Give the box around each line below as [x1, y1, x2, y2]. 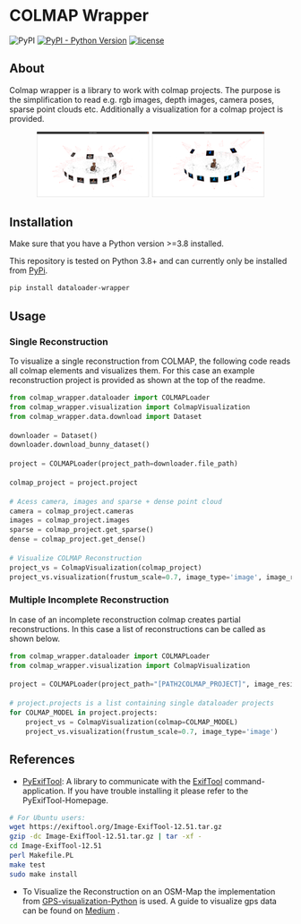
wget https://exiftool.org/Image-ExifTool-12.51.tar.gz [9, 823, 222, 832]
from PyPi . [9, 265, 48, 276]
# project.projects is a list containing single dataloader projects [9, 699, 275, 708]
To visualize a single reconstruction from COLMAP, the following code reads [9, 355, 291, 367]
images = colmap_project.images [9, 516, 130, 525]
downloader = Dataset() [9, 431, 99, 440]
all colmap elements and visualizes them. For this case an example [9, 365, 255, 376]
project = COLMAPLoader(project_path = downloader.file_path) [9, 459, 239, 468]
